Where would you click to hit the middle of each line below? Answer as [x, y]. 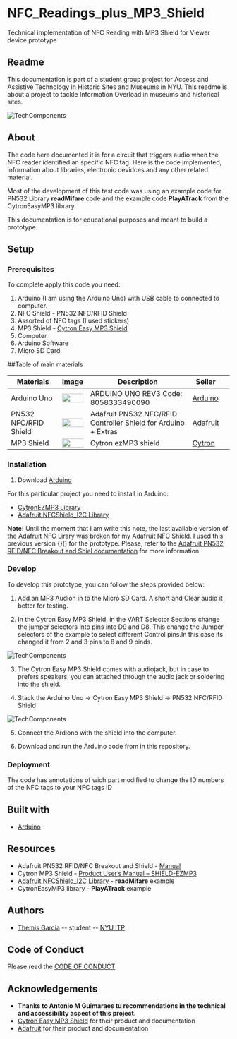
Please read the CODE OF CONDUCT [61, 967]
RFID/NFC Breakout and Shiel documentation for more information [103, 551]
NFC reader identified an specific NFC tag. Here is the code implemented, [115, 162]
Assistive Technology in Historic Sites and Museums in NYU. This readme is [117, 87]
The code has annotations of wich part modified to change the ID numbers [116, 780]
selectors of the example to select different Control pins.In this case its [120, 634]
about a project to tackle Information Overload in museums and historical [113, 94]
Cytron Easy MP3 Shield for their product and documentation [106, 1021]
